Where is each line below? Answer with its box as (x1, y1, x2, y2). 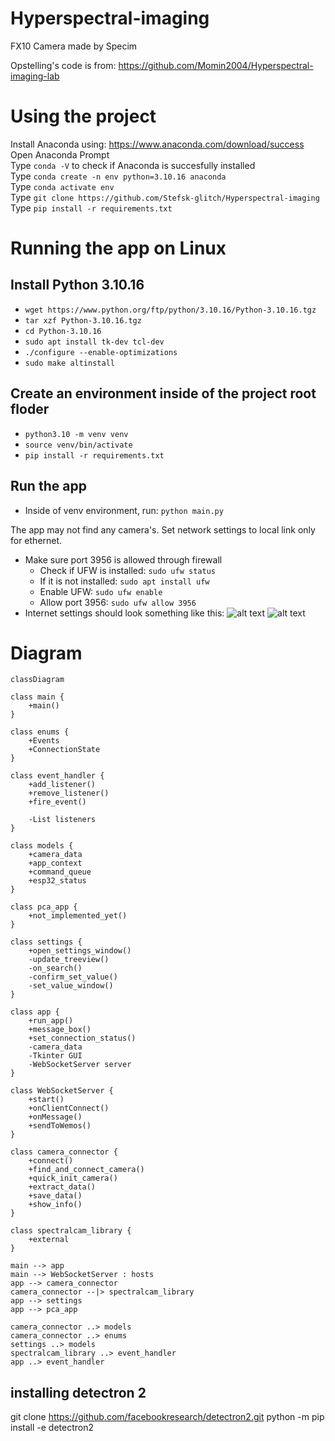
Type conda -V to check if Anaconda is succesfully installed (10, 159, 256, 171)
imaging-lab (10, 70, 60, 82)
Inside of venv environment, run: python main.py (24, 504, 224, 516)
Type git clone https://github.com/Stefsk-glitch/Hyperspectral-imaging (10, 191, 320, 203)
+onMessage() (28, 1112, 83, 1122)
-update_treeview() (28, 955, 110, 965)
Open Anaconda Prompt (10, 148, 110, 161)
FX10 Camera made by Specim (10, 40, 138, 52)
